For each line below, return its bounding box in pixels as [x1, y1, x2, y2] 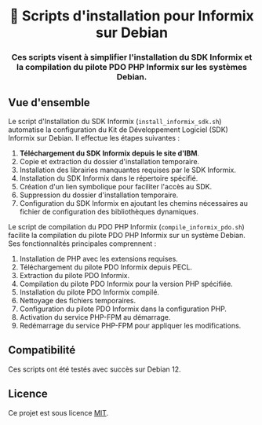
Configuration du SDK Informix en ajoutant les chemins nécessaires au [19, 198, 249, 207]
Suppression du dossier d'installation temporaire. [19, 190, 179, 200]
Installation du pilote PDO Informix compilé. [19, 287, 159, 297]
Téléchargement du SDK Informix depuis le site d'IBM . [19, 148, 200, 158]
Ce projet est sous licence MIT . [8, 408, 109, 417]
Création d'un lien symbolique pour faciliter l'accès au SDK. [19, 181, 213, 191]
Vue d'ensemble [8, 96, 90, 109]
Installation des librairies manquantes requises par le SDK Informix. [19, 165, 237, 174]
